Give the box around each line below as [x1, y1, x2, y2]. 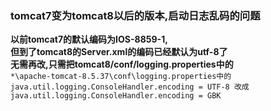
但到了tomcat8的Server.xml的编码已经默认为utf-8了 [10, 46, 228, 58]
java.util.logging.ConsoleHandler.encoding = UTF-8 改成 [10, 82, 250, 92]
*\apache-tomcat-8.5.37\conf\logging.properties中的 [10, 72, 232, 82]
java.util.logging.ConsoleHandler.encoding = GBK [10, 91, 222, 101]
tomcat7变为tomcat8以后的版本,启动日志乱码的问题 [10, 8, 261, 22]
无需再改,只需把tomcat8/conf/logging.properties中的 [10, 58, 234, 71]
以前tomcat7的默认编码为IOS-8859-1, [10, 33, 168, 46]
